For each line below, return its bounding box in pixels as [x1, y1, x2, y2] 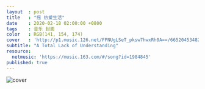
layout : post [6, 8, 45, 15]
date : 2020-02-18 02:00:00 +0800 [6, 20, 103, 26]
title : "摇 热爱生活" [6, 15, 65, 21]
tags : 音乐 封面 [6, 25, 55, 32]
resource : [6, 48, 32, 54]
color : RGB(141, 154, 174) [6, 31, 84, 38]
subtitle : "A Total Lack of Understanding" [6, 43, 119, 49]
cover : [6, 37, 32, 43]
